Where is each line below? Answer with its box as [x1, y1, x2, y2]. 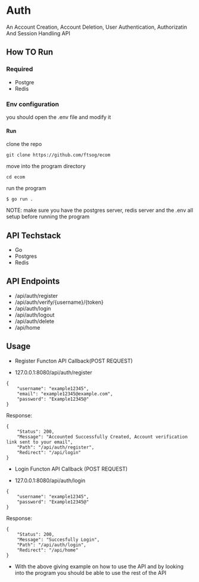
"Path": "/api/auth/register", [17, 444, 95, 450]
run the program [6, 185, 46, 192]
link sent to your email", [6, 439, 73, 445]
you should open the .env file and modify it [6, 113, 111, 120]
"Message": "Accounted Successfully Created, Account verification [17, 434, 188, 440]
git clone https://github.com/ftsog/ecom [6, 152, 111, 159]
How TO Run [6, 47, 54, 57]
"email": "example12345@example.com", [17, 391, 113, 397]
